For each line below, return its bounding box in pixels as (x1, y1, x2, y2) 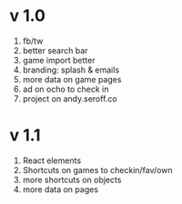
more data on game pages (22, 73, 122, 84)
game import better (22, 54, 96, 65)
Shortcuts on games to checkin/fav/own (22, 164, 173, 175)
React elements (22, 155, 82, 166)
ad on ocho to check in (22, 83, 109, 94)
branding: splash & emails (22, 64, 120, 75)
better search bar (22, 44, 88, 55)
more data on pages (22, 183, 98, 195)
